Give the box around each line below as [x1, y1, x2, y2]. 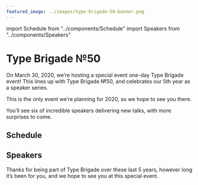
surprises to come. [6, 113, 52, 120]
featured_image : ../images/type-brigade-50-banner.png [6, 8, 145, 15]
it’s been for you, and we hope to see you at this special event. [6, 172, 159, 179]
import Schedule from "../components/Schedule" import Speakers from [6, 25, 180, 32]
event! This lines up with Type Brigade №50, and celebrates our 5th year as [6, 77, 191, 85]
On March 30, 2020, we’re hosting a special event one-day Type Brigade [6, 72, 184, 79]
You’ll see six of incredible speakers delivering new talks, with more [6, 107, 172, 114]
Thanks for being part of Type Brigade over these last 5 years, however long [6, 166, 193, 173]
